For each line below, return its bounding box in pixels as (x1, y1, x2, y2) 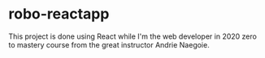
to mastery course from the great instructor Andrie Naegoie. (8, 39, 210, 49)
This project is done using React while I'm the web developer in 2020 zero (8, 31, 258, 41)
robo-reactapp (8, 5, 110, 23)
